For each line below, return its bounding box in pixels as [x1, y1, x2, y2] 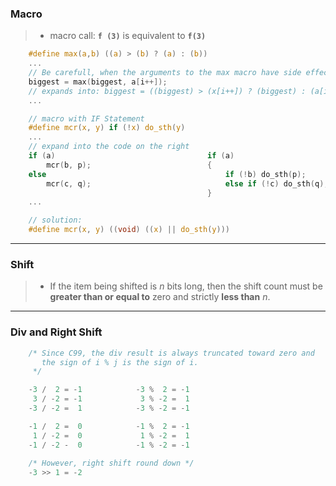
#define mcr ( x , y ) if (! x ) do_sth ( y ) [28, 123, 186, 133]
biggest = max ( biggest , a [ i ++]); [28, 77, 168, 87]
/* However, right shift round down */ [28, 458, 195, 469]
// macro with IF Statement [28, 113, 145, 124]
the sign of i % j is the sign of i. [41, 357, 199, 367]
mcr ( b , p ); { [46, 160, 213, 170]
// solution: [28, 215, 83, 226]
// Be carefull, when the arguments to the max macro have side [28, 68, 302, 78]
